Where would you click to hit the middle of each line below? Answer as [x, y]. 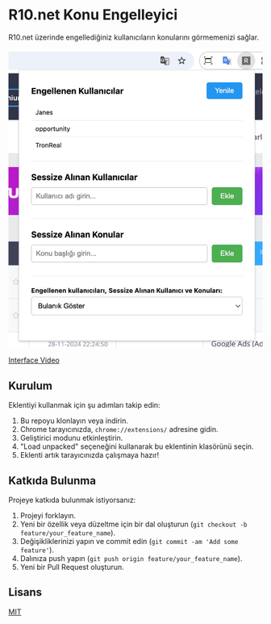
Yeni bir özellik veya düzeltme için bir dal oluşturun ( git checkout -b [133, 524]
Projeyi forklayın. [48, 516]
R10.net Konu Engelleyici [93, 15]
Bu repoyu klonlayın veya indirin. [74, 421]
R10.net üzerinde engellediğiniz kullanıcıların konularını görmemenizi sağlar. [134, 37]
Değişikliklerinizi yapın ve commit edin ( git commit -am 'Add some [129, 542]
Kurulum [31, 385]
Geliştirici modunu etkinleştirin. [71, 438]
